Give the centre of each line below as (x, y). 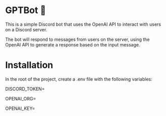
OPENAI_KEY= (20, 108)
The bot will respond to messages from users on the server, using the (77, 39)
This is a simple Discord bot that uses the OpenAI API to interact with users (83, 24)
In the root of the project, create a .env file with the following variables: (79, 79)
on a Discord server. (26, 29)
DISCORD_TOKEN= (25, 89)
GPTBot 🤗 (26, 10)
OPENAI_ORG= (21, 98)
